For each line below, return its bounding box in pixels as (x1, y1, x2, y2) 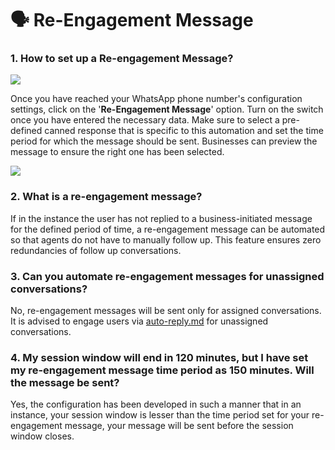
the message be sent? (10, 376, 120, 389)
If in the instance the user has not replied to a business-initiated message (10, 212, 313, 224)
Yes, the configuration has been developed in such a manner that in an (10, 398, 302, 411)
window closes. (10, 430, 75, 442)
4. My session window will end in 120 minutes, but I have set (10, 351, 309, 364)
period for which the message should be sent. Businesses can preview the (10, 135, 318, 147)
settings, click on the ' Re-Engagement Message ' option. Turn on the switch (10, 103, 324, 116)
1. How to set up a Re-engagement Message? (10, 52, 234, 66)
